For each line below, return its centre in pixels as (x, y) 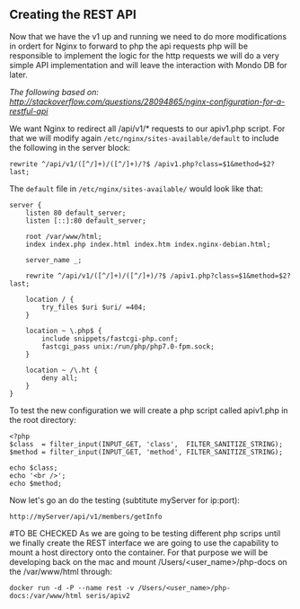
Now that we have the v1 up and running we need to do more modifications (148, 36)
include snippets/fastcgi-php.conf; (110, 339)
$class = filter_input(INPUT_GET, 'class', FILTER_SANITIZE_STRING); (146, 444)
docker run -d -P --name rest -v (72, 587)
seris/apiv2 (108, 596)
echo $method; (36, 483)
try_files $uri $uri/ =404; (94, 307)
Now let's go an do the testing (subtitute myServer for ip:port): (125, 500)
